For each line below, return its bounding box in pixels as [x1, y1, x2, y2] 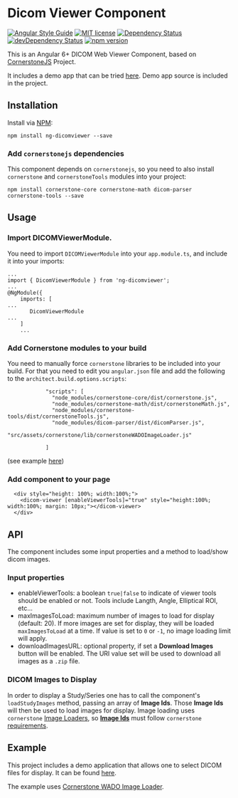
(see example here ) [7, 457, 65, 466]
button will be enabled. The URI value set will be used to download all [17, 649, 222, 658]
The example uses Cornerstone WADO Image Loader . [7, 782, 165, 791]
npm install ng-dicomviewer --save [7, 132, 113, 140]
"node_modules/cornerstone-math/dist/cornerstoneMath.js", [52, 401, 231, 408]
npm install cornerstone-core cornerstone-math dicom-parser [7, 187, 193, 194]
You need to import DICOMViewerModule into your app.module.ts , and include [7, 249, 227, 258]
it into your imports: [7, 256, 65, 265]
